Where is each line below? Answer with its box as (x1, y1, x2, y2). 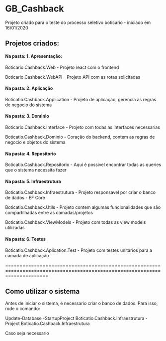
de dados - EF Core (5, 195, 46, 201)
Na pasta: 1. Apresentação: (5, 53, 62, 59)
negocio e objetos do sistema (5, 139, 66, 145)
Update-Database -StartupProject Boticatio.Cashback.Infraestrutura (5, 315, 145, 322)
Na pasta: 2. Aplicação (5, 85, 53, 91)
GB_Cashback (5, 3, 64, 14)
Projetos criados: (5, 39, 60, 48)
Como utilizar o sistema (5, 287, 80, 296)
